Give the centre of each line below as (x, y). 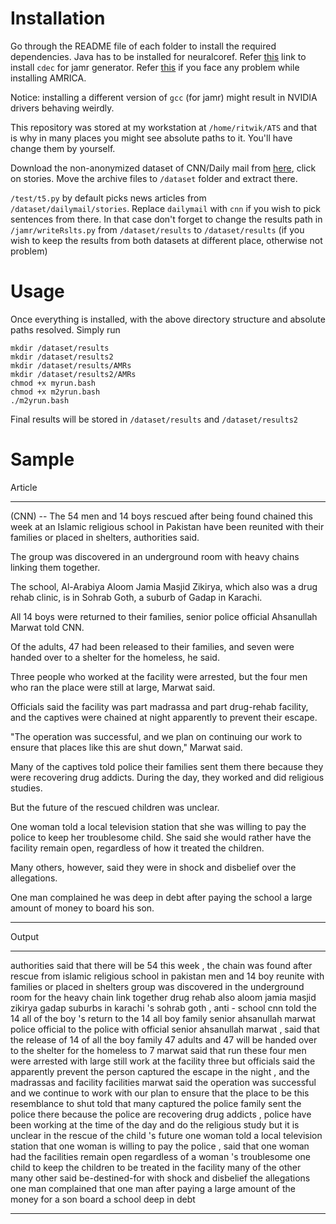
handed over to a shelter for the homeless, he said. (115, 657)
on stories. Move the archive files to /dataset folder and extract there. (154, 178)
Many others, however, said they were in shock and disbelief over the (153, 867)
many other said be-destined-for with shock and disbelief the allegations (160, 1178)
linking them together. (55, 567)
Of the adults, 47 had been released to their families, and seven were (152, 646)
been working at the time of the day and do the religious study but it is (155, 1124)
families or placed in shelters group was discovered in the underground (157, 986)
